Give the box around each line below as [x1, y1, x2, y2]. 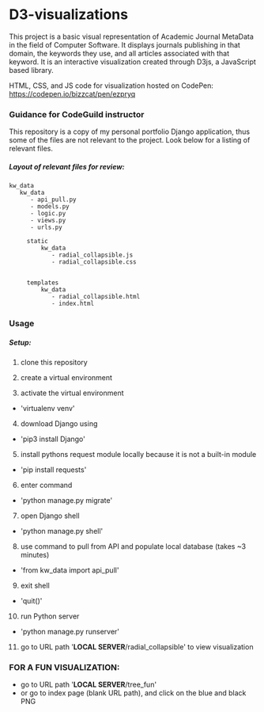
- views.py [29, 216, 66, 225]
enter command [20, 481, 73, 490]
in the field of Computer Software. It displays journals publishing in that [9, 40, 240, 49]
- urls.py [29, 223, 62, 231]
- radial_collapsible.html [51, 293, 141, 301]
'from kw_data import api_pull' [20, 565, 119, 575]
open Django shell [20, 511, 80, 520]
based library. [9, 65, 54, 74]
